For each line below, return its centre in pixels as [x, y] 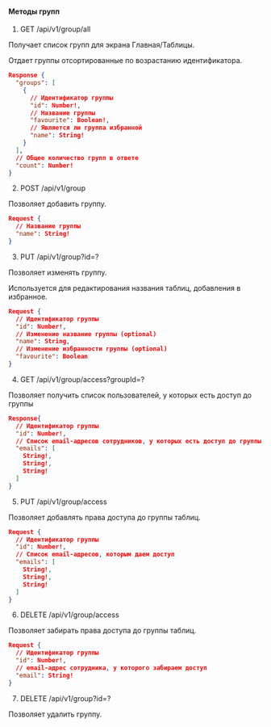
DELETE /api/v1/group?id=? [65, 698]
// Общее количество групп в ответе [77, 158]
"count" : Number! [45, 166]
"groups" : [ [36, 83]
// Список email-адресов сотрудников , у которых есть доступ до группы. [140, 441]
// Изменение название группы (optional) [86, 334]
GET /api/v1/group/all [55, 29]
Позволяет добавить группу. [58, 204]
